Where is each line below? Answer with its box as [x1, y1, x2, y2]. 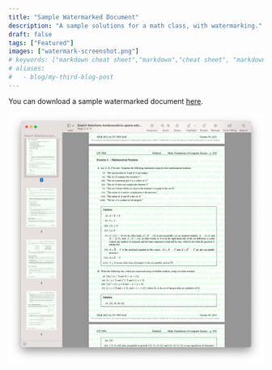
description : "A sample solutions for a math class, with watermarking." [8, 21, 263, 30]
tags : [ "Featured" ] [8, 39, 74, 47]
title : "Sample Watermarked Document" [8, 13, 139, 21]
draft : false [8, 30, 53, 38]
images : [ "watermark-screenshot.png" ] [8, 47, 139, 56]
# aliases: [8, 65, 45, 73]
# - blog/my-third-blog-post [8, 73, 114, 81]
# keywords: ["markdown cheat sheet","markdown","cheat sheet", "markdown [8, 56, 266, 64]
